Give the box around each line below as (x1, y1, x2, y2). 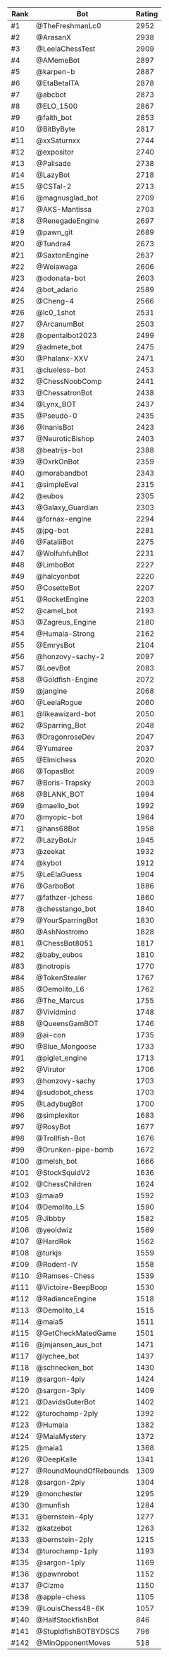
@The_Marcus (36, 996, 84, 1005)
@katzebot (36, 1524, 73, 1533)
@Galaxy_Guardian (36, 502, 99, 512)
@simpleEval (36, 480, 79, 489)
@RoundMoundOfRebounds (36, 1466, 129, 1476)
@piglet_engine (36, 1053, 88, 1063)
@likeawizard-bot (36, 709, 96, 718)
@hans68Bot (36, 824, 80, 833)
